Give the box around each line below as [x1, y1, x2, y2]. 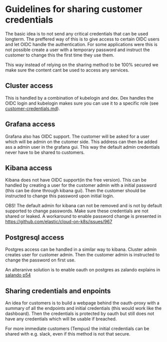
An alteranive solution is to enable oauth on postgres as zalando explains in [5, 267, 160, 273]
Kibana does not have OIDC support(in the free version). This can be [5, 177, 146, 183]
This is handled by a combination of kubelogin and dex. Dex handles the [5, 95, 154, 101]
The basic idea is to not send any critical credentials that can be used [5, 31, 148, 37]
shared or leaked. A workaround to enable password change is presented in [5, 213, 161, 219]
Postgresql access [5, 233, 64, 241]
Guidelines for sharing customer [5, 4, 142, 15]
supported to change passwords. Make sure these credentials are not [5, 208, 148, 214]
